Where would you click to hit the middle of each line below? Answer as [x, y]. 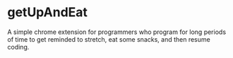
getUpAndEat [48, 12]
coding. [18, 47]
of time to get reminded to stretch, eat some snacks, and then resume [109, 39]
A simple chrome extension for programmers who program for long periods [117, 32]
